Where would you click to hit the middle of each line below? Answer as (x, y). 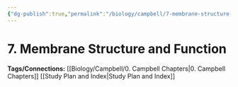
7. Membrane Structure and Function (117, 48)
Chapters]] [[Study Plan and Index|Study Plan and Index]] (91, 76)
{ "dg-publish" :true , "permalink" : (57, 14)
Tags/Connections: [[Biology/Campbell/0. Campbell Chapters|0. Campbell (116, 69)
